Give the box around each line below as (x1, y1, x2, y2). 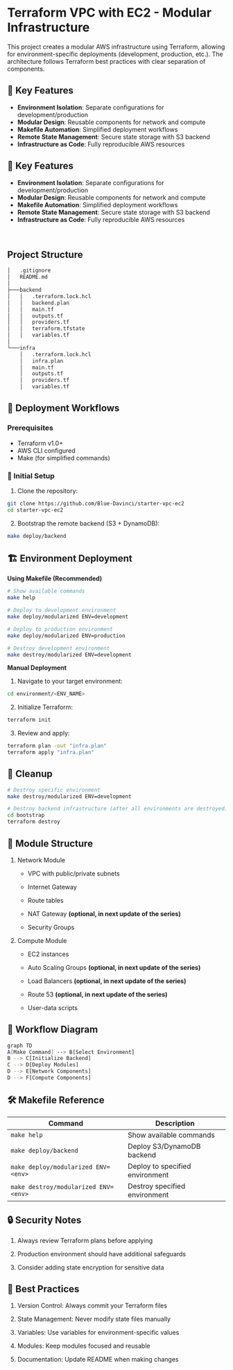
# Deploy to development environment (7, 607, 116, 614)
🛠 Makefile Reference (7, 1094, 105, 1107)
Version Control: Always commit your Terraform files (17, 1301, 168, 1310)
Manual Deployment (7, 664, 67, 672)
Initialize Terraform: (17, 703, 74, 711)
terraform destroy (7, 818, 60, 826)
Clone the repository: (17, 487, 78, 495)
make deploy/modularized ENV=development (7, 614, 129, 621)
